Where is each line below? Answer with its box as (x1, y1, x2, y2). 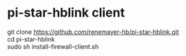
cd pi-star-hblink (7, 35, 56, 43)
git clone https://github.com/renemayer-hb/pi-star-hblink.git (7, 28, 179, 36)
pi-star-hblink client (7, 5, 125, 21)
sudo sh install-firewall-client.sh (7, 42, 99, 50)
